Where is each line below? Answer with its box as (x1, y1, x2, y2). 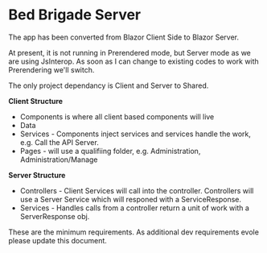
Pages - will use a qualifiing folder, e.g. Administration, (19, 146, 201, 156)
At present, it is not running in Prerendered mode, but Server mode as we (8, 48, 252, 57)
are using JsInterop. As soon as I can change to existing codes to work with (8, 56, 259, 66)
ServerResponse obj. (19, 211, 90, 221)
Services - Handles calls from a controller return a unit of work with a (19, 203, 249, 213)
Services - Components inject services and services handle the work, (19, 129, 252, 139)
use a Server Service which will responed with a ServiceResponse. (19, 194, 242, 204)
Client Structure (8, 96, 63, 106)
